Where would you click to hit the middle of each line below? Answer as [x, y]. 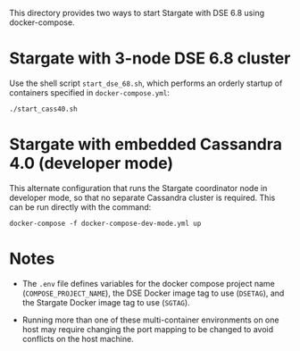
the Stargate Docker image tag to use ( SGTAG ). [106, 302]
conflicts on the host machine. [78, 338]
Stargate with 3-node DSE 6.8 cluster [150, 58]
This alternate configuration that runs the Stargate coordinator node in [138, 188]
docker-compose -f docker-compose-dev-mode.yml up [105, 223]
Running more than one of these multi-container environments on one [150, 320]
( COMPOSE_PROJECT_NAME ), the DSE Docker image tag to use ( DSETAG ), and [153, 293]
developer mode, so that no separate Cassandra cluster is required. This [142, 197]
